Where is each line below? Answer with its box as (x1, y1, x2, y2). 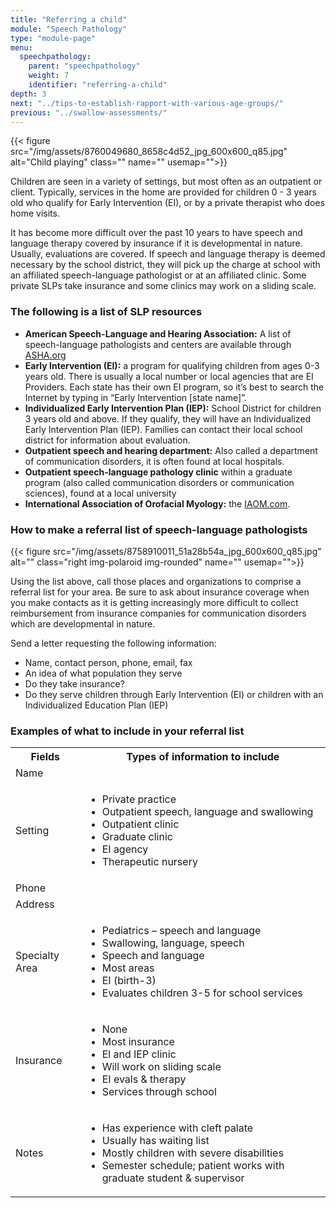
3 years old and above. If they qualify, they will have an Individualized (24, 412, 312, 425)
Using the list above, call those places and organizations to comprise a (10, 575, 302, 587)
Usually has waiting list (101, 1134, 210, 1148)
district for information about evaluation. (24, 434, 191, 446)
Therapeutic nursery (101, 855, 198, 869)
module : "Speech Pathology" (10, 24, 128, 34)
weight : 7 (28, 71, 70, 81)
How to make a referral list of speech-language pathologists (10, 522, 308, 536)
